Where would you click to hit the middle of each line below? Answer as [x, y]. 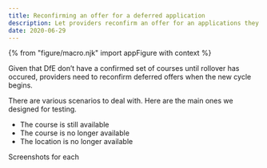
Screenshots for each [44, 157]
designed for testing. [43, 109]
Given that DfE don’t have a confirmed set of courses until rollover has [124, 68]
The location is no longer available [76, 142]
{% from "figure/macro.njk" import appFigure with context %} [110, 53]
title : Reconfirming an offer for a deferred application [107, 16]
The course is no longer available [75, 133]
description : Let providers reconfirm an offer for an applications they [134, 23]
